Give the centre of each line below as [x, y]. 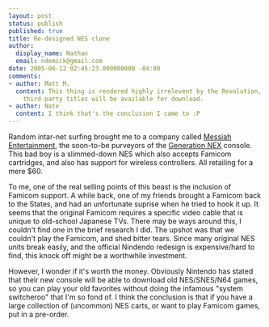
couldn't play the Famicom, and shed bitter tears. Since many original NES [132, 238]
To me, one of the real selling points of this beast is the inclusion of [120, 187]
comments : [25, 76]
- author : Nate [34, 106]
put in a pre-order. [39, 314]
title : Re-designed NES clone [59, 38]
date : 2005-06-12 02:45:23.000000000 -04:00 [84, 69]
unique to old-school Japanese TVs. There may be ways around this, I [125, 221]
